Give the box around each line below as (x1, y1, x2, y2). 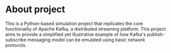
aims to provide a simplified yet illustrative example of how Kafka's (5, 31, 146, 37)
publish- (146, 31, 165, 37)
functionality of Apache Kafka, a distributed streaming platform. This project (5, 25, 166, 32)
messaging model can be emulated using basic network (27, 37, 145, 43)
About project (5, 4, 66, 15)
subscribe (5, 37, 27, 43)
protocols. (5, 42, 27, 48)
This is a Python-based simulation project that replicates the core (5, 20, 143, 26)
